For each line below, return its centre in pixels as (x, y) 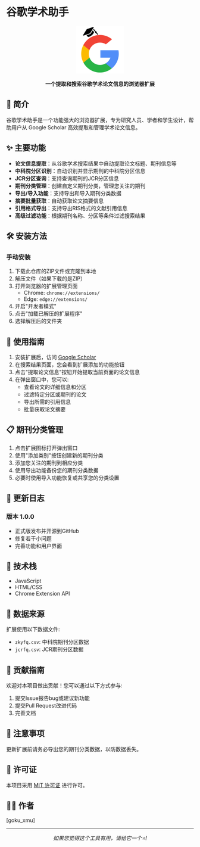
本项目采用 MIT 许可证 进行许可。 (47, 785)
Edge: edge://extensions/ (56, 299)
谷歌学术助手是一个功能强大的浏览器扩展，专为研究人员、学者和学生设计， (97, 120)
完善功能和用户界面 (38, 546)
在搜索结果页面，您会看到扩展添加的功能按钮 (70, 365)
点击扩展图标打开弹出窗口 (46, 448)
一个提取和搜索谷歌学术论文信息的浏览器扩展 (100, 83)
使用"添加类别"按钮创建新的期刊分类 (59, 455)
